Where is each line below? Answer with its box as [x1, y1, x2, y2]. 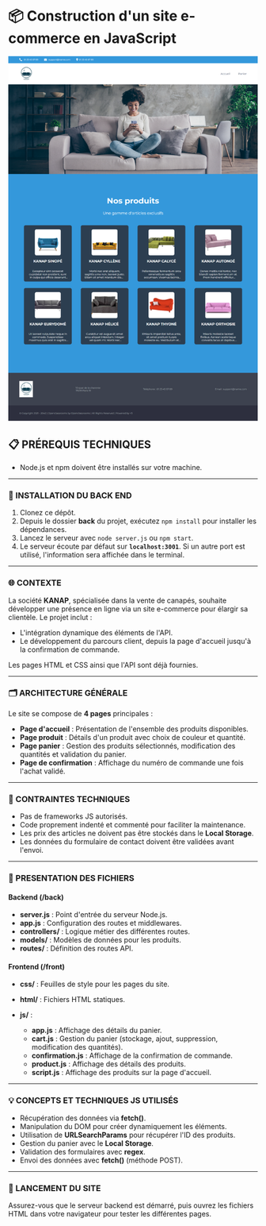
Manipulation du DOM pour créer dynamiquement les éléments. [19, 1121, 227, 1131]
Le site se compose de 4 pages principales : [8, 708, 153, 718]
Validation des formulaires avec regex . [19, 1147, 146, 1156]
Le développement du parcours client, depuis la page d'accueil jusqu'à [19, 636, 252, 646]
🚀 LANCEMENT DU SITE [8, 1182, 101, 1193]
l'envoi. [19, 846, 44, 855]
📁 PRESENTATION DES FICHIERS [8, 873, 135, 884]
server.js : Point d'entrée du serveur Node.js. [19, 910, 168, 919]
